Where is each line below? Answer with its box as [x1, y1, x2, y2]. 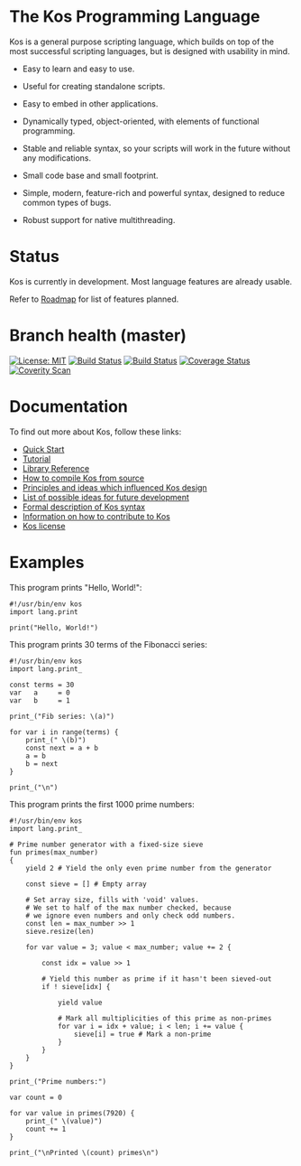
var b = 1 [9, 695, 70, 705]
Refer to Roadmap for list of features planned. [9, 294, 179, 304]
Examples [9, 552, 85, 573]
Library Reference [22, 462, 90, 473]
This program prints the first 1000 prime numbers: [9, 798, 196, 809]
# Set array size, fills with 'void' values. [25, 895, 200, 904]
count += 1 [25, 1124, 67, 1133]
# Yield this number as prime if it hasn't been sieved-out [41, 974, 272, 984]
